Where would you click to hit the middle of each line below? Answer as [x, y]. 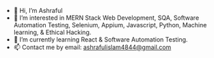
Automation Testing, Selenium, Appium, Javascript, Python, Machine [110, 25]
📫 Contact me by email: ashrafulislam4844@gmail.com [92, 47]
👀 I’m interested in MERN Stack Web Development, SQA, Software [106, 18]
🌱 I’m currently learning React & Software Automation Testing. [101, 40]
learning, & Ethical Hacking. [52, 32]
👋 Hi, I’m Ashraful [38, 11]
